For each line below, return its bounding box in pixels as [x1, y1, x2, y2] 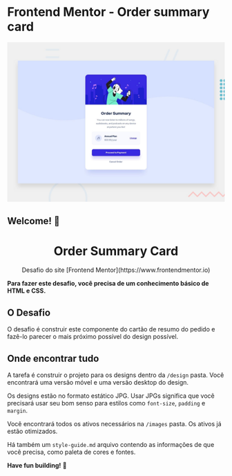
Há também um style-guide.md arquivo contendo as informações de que [7, 441, 215, 449]
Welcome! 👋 [7, 215, 60, 227]
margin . [7, 406, 28, 415]
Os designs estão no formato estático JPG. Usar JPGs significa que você [7, 392, 215, 400]
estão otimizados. [7, 427, 58, 436]
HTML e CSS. [7, 286, 46, 295]
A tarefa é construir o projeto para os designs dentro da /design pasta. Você [7, 371, 224, 379]
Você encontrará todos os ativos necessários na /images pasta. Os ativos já [7, 420, 222, 428]
